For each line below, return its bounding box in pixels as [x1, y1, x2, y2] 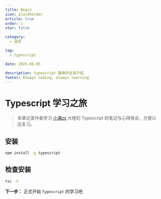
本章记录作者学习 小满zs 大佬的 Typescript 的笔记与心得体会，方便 [17, 115, 152, 121]
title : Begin [5, 7, 32, 12]
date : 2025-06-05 [5, 61, 41, 67]
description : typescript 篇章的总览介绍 [5, 70, 84, 76]
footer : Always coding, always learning [5, 75, 90, 80]
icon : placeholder [5, 12, 43, 17]
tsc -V [5, 179, 19, 184]
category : [5, 35, 26, 40]
